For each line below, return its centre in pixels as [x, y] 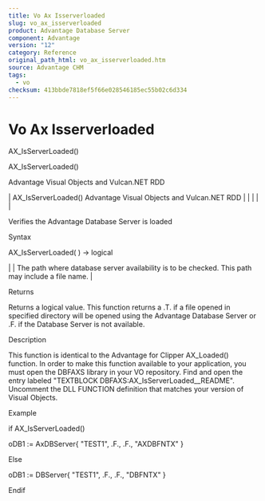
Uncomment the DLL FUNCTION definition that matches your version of [126, 389]
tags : [17, 75]
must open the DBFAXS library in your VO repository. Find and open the [126, 373]
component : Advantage [44, 38]
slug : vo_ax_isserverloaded [55, 23]
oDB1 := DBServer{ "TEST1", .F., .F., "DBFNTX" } [87, 475]
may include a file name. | [51, 277]
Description [27, 340]
